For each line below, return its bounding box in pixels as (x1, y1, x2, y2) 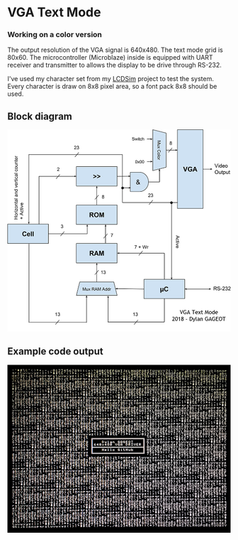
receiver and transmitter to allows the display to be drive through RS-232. (7, 61, 222, 70)
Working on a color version (7, 30, 103, 40)
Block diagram (7, 110, 72, 122)
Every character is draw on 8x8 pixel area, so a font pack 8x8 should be (7, 82, 217, 91)
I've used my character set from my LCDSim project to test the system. (7, 75, 214, 83)
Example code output (7, 345, 104, 357)
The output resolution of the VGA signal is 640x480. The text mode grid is (7, 45, 223, 54)
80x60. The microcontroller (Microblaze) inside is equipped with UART (7, 53, 214, 62)
